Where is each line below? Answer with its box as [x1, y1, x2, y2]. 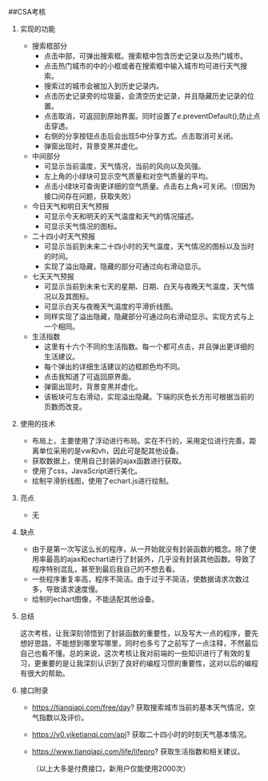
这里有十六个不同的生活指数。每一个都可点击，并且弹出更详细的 [43, 342, 254, 351]
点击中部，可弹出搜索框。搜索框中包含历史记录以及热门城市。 [43, 51, 248, 60]
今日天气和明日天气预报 [31, 201, 110, 211]
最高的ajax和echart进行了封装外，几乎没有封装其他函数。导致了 [46, 554, 256, 564]
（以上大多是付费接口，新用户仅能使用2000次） [31, 764, 190, 773]
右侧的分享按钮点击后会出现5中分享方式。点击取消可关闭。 [43, 132, 238, 140]
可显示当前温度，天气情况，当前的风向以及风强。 [43, 161, 206, 171]
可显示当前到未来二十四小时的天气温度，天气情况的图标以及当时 [43, 241, 254, 251]
